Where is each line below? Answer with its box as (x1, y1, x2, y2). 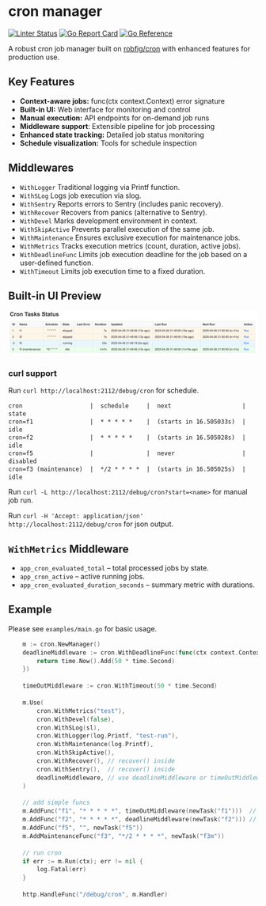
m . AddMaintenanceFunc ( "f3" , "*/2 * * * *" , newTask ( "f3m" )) (22, 832, 225, 840)
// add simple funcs (22, 798, 90, 807)
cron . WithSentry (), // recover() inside (36, 765, 176, 773)
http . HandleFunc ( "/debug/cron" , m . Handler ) (22, 891, 169, 899)
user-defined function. (19, 258, 93, 267)
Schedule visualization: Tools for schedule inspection (19, 138, 198, 148)
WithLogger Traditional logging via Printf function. (19, 182, 180, 191)
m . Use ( (22, 699, 44, 707)
